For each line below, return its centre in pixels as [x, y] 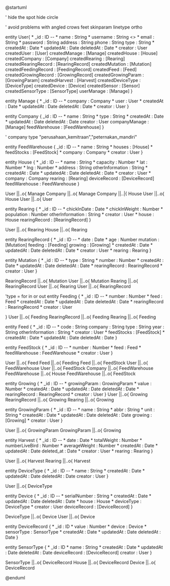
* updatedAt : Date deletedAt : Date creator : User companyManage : [77, 122]
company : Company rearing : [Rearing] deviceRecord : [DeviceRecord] [80, 178]
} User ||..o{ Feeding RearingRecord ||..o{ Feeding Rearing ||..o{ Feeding [81, 317]
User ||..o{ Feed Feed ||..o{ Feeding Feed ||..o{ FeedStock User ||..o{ [77, 363]
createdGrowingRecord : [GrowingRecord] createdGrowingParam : [75, 75]
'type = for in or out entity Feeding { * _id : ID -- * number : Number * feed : [84, 296]
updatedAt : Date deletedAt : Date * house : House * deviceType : [74, 501]
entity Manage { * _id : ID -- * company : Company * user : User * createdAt [84, 101]
